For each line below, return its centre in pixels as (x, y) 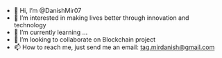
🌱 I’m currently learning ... (51, 32)
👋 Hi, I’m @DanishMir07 (48, 11)
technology (30, 25)
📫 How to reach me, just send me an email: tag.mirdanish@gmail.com (114, 47)
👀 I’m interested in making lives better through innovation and (101, 18)
